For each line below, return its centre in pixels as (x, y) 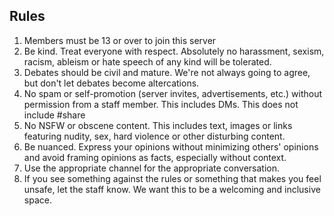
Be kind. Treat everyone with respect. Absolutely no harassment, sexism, (174, 51)
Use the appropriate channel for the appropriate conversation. (151, 168)
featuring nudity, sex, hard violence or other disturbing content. (154, 136)
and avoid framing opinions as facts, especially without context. (155, 157)
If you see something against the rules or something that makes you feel (172, 178)
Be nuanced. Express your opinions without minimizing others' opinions (171, 146)
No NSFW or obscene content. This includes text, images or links (158, 125)
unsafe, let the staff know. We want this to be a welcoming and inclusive (172, 189)
